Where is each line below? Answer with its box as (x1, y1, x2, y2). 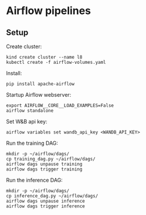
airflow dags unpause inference (6, 198, 85, 204)
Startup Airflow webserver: (6, 91, 72, 98)
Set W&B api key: (6, 118, 47, 125)
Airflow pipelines (6, 4, 91, 18)
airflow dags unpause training (6, 161, 83, 167)
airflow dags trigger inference (6, 203, 85, 209)
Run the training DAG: (6, 139, 59, 146)
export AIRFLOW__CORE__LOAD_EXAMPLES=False (6, 103, 114, 108)
